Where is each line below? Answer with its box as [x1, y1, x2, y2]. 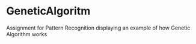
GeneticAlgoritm [6, 4, 91, 18]
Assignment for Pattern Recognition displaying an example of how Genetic [6, 24, 191, 31]
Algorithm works [6, 30, 47, 37]
